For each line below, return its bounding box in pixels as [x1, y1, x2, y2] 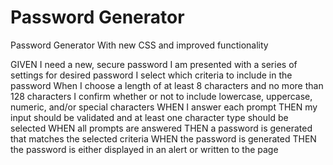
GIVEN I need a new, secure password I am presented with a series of [10, 58, 298, 70]
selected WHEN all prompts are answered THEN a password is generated [10, 122, 313, 134]
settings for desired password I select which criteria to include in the [10, 69, 293, 81]
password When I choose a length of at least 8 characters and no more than [10, 79, 324, 91]
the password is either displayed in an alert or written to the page [10, 143, 279, 155]
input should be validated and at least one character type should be [10, 111, 289, 123]
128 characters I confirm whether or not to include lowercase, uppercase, [10, 90, 313, 102]
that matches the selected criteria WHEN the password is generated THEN [10, 132, 317, 145]
